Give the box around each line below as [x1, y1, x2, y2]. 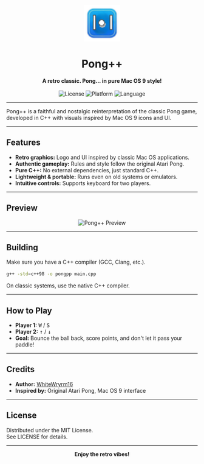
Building [6, 242, 38, 253]
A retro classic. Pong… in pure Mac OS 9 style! [42, 77, 162, 84]
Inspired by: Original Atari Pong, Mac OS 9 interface [15, 387, 146, 394]
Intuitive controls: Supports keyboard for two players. [15, 179, 151, 187]
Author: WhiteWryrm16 [15, 380, 73, 388]
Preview [6, 203, 38, 213]
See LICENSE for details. [6, 433, 68, 440]
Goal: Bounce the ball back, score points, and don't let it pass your [15, 334, 182, 342]
